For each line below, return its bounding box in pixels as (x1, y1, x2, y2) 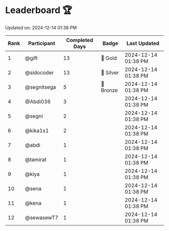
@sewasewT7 (25, 214, 59, 221)
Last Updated (126, 39, 159, 46)
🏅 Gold (101, 54, 117, 62)
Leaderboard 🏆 (5, 5, 72, 16)
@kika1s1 (25, 127, 49, 134)
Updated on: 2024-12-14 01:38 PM (5, 24, 77, 31)
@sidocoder (25, 69, 54, 76)
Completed (66, 36, 94, 43)
